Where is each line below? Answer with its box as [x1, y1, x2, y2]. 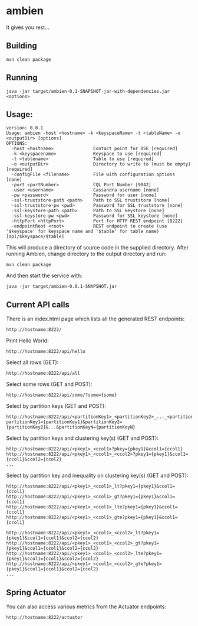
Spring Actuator [6, 587, 67, 598]
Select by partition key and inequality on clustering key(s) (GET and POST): [6, 472, 189, 479]
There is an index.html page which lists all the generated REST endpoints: [6, 315, 184, 323]
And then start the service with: [6, 272, 82, 279]
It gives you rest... [6, 24, 50, 31]
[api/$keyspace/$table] [6, 233, 65, 240]
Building [6, 41, 37, 51]
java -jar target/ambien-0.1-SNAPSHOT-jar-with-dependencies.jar [6, 88, 170, 94]
